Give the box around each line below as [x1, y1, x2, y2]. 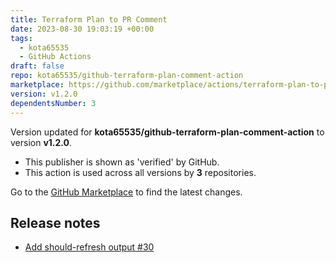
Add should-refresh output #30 [24, 241, 155, 253]
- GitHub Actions [19, 52, 92, 62]
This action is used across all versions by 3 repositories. [24, 166, 257, 178]
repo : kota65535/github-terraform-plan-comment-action [10, 71, 244, 81]
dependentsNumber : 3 [10, 98, 97, 108]
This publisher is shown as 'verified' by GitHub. [24, 156, 220, 168]
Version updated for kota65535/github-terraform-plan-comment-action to [10, 126, 325, 138]
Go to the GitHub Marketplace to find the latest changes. [10, 186, 243, 198]
